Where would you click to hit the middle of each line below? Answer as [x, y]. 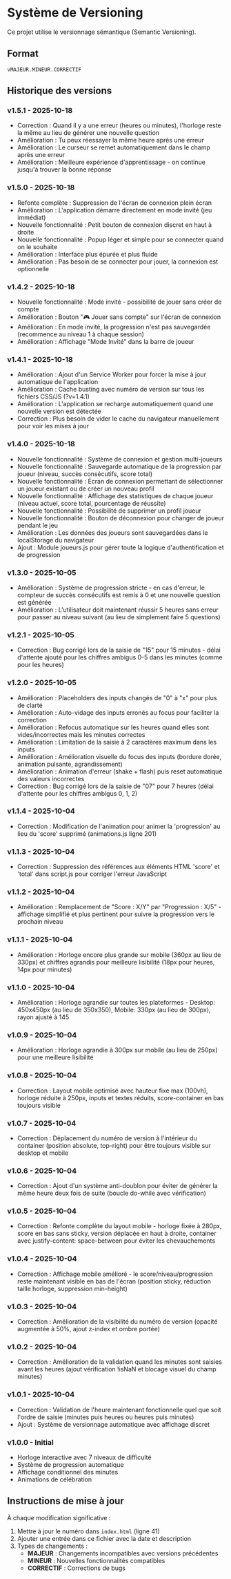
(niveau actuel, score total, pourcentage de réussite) [92, 503]
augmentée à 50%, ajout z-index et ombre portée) [89, 1329]
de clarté [30, 705]
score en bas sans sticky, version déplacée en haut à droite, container [117, 1234]
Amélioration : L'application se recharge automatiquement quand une [115, 404]
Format [23, 54]
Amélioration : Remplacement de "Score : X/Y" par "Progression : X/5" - [119, 907]
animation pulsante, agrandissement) [70, 764]
